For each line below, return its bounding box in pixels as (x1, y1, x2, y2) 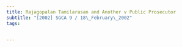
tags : (6, 20, 20, 26)
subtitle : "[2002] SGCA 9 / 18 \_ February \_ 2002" (6, 15, 133, 21)
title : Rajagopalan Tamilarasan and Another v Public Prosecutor (6, 9, 176, 15)
